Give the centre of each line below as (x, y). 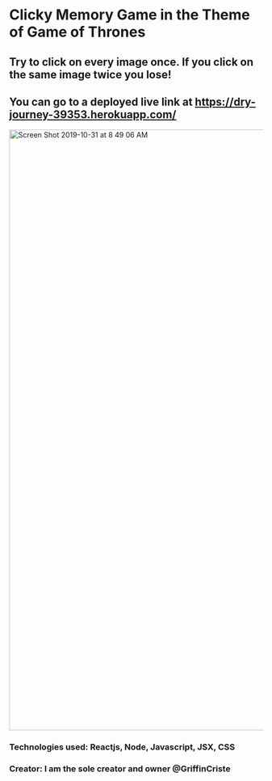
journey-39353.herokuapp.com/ (93, 114)
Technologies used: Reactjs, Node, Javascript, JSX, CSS (122, 747)
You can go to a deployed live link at (101, 101)
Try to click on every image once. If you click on (131, 62)
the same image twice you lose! (90, 74)
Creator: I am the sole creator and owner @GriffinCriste (120, 769)
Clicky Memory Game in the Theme (130, 15)
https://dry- (226, 101)
